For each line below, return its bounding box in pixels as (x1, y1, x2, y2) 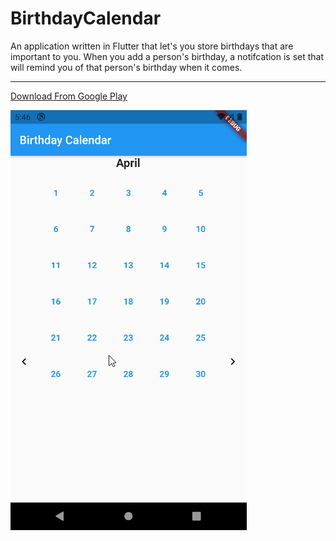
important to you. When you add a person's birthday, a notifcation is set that (10, 50, 325, 62)
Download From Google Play (10, 90, 128, 102)
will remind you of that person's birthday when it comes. (10, 61, 243, 73)
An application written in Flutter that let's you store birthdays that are (10, 40, 294, 52)
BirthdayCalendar (10, 7, 162, 30)
